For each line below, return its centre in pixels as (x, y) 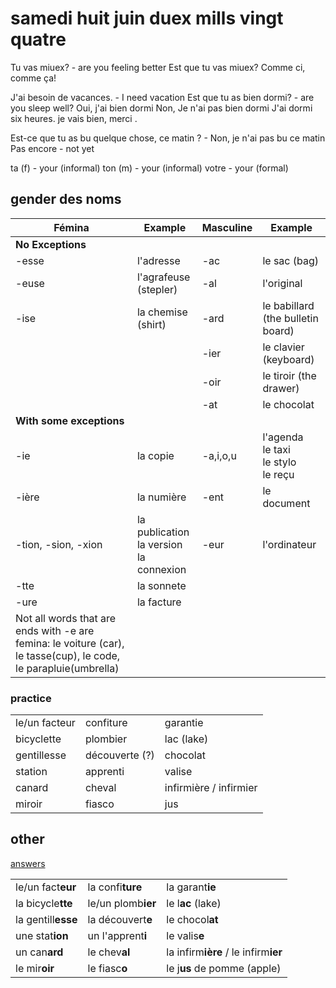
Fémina (71, 227)
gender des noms (66, 199)
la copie (155, 455)
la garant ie (191, 887)
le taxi (276, 449)
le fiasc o (107, 968)
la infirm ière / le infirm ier (224, 952)
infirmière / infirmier (211, 788)
